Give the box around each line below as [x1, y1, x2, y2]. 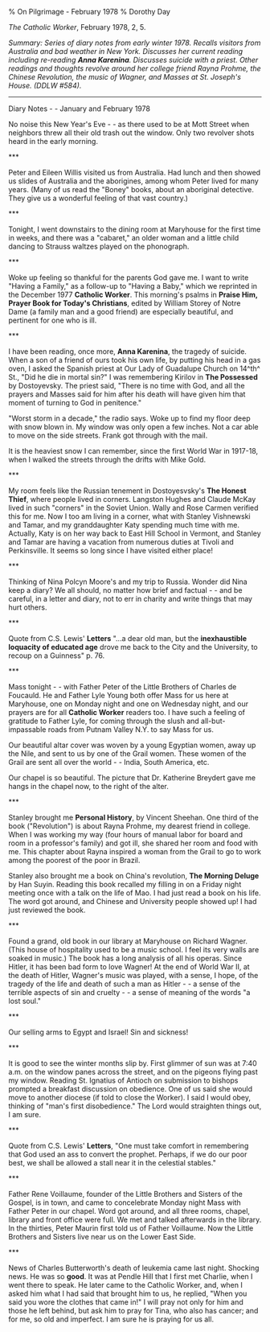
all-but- [200, 716, 226, 726]
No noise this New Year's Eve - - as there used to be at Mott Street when [8, 120, 250, 129]
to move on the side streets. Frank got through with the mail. [8, 430, 208, 440]
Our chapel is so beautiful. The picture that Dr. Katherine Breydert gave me [8, 773, 256, 783]
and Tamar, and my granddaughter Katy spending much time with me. [8, 520, 239, 529]
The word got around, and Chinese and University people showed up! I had [8, 897, 257, 906]
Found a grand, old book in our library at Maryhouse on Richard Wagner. [8, 936, 247, 946]
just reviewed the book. [8, 905, 86, 915]
